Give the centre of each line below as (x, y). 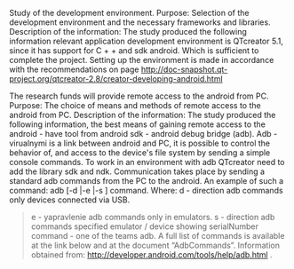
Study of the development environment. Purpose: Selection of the (129, 13)
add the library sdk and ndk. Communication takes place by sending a (137, 171)
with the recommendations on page (74, 69)
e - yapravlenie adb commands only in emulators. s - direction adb (153, 217)
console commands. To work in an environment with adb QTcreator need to (147, 162)
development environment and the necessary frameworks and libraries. (140, 22)
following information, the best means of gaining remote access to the (138, 124)
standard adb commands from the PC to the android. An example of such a (147, 181)
